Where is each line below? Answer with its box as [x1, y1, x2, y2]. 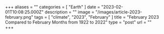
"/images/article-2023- [95, 9, 142, 15]
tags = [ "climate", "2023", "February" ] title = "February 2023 [34, 14, 159, 20]
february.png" [5, 14, 33, 20]
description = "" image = [45, 9, 94, 15]
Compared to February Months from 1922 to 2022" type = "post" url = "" [5, 19, 152, 25]
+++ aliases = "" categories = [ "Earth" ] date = [5, 4, 100, 10]
